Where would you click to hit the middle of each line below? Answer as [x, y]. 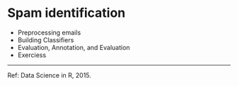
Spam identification [67, 13]
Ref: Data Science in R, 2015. [50, 75]
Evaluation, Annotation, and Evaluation [74, 47]
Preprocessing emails [49, 32]
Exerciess [32, 55]
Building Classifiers [46, 39]
